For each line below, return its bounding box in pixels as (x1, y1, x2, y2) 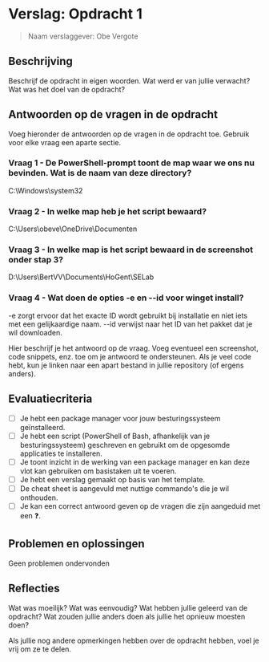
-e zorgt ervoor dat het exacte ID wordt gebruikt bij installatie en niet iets (8, 311, 248, 320)
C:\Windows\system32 (8, 185, 83, 195)
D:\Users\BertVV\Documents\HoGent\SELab (8, 272, 155, 282)
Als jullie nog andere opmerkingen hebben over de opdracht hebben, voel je (8, 636, 259, 645)
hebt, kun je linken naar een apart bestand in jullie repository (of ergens (8, 360, 244, 370)
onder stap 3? (8, 254, 64, 266)
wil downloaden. (8, 327, 62, 337)
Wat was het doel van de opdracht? (8, 84, 126, 94)
